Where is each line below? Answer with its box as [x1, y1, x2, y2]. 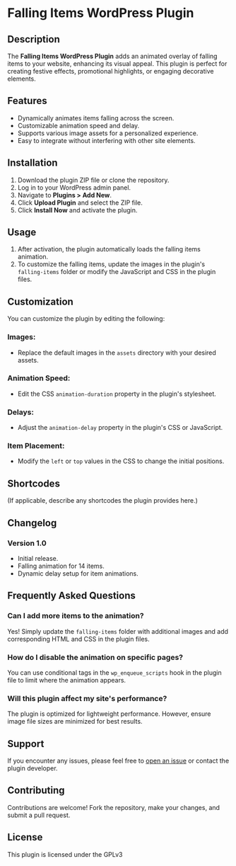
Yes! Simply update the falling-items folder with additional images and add [7, 627, 228, 635]
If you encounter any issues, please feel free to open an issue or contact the [7, 756, 230, 765]
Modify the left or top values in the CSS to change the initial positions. [17, 457, 225, 465]
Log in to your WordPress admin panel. [17, 183, 131, 192]
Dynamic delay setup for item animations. [17, 569, 139, 578]
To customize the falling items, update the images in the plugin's [17, 260, 206, 268]
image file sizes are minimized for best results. [7, 717, 143, 726]
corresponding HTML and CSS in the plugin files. [7, 634, 150, 643]
